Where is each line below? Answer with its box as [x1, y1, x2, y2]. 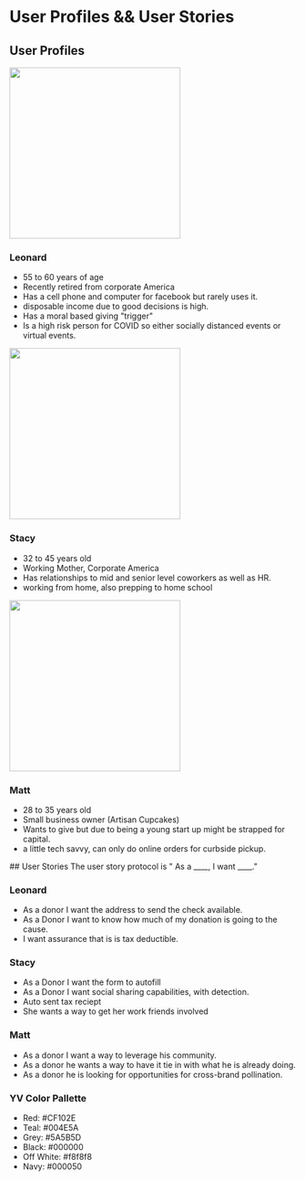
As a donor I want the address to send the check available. [22, 904, 243, 915]
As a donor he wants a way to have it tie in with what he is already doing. [22, 1059, 296, 1070]
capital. [22, 833, 51, 844]
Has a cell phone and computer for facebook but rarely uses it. [22, 291, 259, 302]
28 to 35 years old [22, 804, 92, 815]
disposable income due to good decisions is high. [22, 301, 209, 312]
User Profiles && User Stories [9, 6, 235, 27]
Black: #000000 [22, 1142, 84, 1153]
